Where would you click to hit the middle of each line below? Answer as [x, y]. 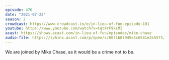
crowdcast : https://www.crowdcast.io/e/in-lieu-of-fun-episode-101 [77, 24]
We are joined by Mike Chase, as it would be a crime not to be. [70, 52]
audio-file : [18, 38]
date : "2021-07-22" [26, 14]
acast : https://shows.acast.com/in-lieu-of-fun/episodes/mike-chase [78, 33]
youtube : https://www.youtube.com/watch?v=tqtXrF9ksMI [64, 28]
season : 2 [16, 19]
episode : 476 [19, 10]
